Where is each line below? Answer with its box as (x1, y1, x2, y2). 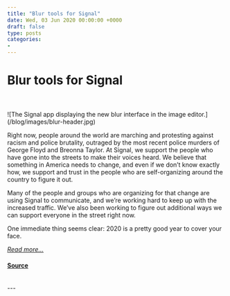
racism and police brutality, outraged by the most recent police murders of (7, 138, 220, 147)
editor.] (187, 110, 208, 118)
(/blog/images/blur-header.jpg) (7, 117, 96, 126)
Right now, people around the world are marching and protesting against (7, 131, 214, 139)
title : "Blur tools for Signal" (7, 10, 100, 17)
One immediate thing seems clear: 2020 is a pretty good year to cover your (7, 224, 222, 233)
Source (7, 261, 29, 270)
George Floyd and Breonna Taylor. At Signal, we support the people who (7, 145, 213, 154)
